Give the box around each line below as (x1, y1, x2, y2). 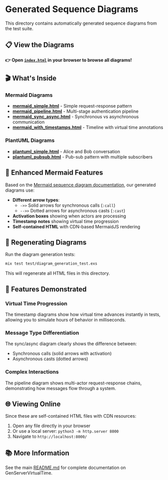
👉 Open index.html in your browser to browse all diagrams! (5, 57, 132, 63)
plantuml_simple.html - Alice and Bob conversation (12, 148, 120, 154)
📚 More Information (5, 449, 70, 457)
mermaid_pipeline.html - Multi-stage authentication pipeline (12, 108, 139, 114)
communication (12, 119, 45, 125)
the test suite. (5, 25, 34, 31)
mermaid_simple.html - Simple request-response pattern (12, 103, 132, 109)
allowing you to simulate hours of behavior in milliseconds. (5, 316, 126, 323)
